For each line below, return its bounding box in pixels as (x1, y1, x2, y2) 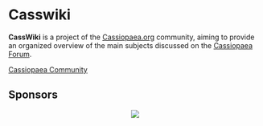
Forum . (8, 49, 32, 59)
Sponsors (8, 88, 58, 102)
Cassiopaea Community (8, 64, 88, 74)
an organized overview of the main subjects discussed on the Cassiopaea (8, 40, 253, 50)
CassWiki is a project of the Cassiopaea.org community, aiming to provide (8, 32, 255, 42)
